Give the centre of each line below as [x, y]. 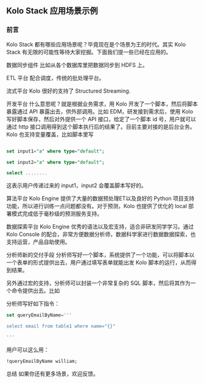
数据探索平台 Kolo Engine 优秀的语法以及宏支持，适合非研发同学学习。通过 [100, 227]
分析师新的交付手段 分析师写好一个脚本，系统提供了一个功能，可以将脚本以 [100, 255]
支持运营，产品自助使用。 [38, 242]
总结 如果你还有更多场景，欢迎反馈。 [52, 373]
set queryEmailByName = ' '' [39, 315]
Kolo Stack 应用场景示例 [52, 11]
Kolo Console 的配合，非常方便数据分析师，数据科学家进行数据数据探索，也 [101, 234]
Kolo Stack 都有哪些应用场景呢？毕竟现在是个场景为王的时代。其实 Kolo [96, 44]
